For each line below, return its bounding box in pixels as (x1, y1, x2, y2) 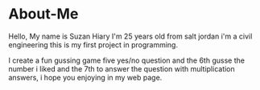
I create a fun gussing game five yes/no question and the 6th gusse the (8, 55, 246, 65)
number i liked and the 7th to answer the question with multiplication (8, 63, 235, 73)
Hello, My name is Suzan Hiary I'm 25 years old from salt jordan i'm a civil (8, 31, 253, 41)
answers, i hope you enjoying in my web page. (8, 72, 163, 82)
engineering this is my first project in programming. (8, 39, 179, 49)
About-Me (8, 5, 79, 23)
